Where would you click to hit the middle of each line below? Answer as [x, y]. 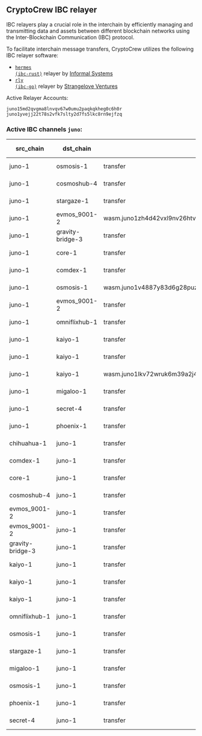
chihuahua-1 [28, 443]
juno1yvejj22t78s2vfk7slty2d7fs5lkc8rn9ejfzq [64, 114]
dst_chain [77, 149]
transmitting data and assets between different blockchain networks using [98, 31]
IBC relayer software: [32, 55]
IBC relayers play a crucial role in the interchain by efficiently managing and [100, 24]
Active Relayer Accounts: [37, 98]
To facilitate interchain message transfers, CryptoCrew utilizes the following [100, 49]
